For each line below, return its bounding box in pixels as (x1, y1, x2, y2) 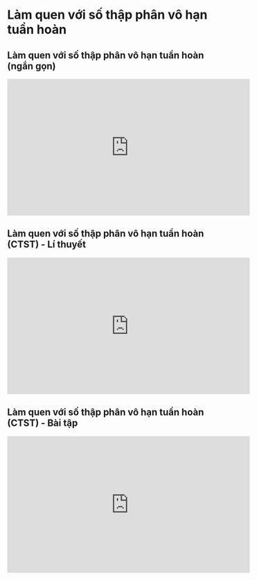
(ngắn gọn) (7, 60, 57, 72)
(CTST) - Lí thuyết (7, 239, 87, 250)
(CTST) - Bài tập (7, 417, 78, 429)
